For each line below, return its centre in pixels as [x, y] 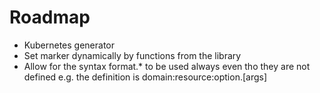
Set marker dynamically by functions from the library [132, 55]
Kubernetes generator [69, 45]
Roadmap [50, 17]
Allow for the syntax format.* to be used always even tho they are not [167, 66]
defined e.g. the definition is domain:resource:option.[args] [145, 77]
